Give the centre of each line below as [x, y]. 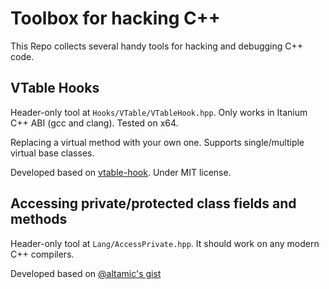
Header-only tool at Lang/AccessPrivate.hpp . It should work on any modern [165, 243]
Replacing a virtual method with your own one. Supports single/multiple [157, 142]
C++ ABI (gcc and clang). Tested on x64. [94, 123]
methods [39, 219]
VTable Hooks [55, 88]
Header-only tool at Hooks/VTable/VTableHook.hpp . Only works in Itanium [159, 112]
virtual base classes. [52, 153]
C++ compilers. [42, 254]
